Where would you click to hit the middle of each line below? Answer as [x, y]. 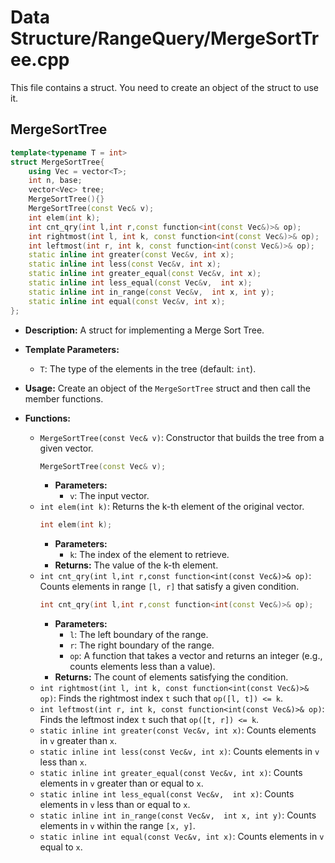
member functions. [64, 398]
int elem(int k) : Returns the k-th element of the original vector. [172, 507]
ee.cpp [40, 60]
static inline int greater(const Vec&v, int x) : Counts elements [178, 730]
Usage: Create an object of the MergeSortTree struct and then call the [168, 388]
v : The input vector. [109, 496]
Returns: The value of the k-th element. [136, 565]
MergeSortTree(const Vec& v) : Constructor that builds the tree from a [182, 437]
